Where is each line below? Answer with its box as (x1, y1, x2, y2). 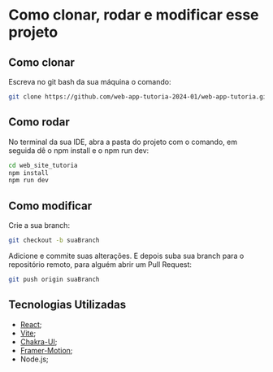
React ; (19, 319, 42, 329)
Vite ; (19, 328, 37, 338)
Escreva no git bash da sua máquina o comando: (8, 77, 171, 86)
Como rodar (8, 116, 71, 129)
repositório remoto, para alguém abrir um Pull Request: (8, 260, 193, 269)
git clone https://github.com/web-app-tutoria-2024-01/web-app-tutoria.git (8, 93, 271, 101)
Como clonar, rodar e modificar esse (8, 6, 259, 24)
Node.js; (19, 354, 49, 364)
